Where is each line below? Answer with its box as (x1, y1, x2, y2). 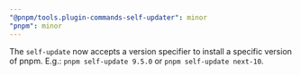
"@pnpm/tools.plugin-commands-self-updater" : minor (9, 12, 207, 22)
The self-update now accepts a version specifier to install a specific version (9, 46, 293, 56)
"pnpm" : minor (9, 21, 63, 30)
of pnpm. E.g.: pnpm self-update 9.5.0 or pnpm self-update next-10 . (9, 55, 264, 66)
